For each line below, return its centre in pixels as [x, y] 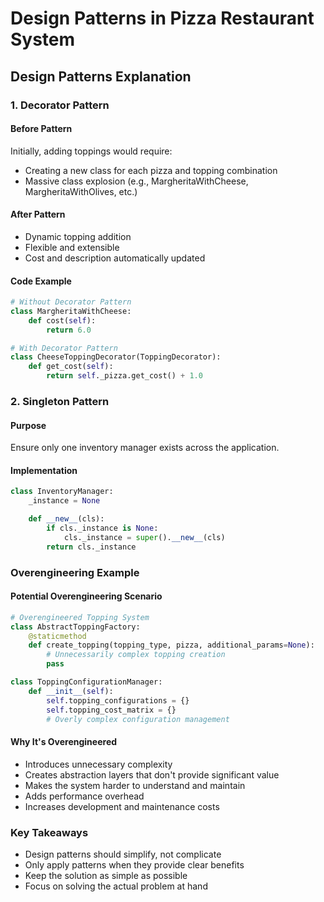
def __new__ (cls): [66, 519]
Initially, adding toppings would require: [91, 151]
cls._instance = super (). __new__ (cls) [144, 537]
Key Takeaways [49, 832]
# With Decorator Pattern [64, 348]
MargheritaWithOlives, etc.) [81, 191]
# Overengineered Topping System [80, 617]
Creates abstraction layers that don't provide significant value [152, 774]
